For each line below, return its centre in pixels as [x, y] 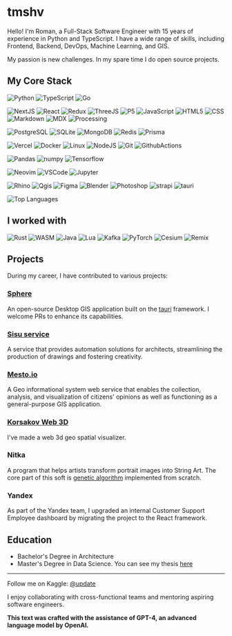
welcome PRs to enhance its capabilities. [65, 316]
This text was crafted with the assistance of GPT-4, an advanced [102, 617]
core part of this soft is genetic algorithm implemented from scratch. [104, 478]
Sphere [20, 293]
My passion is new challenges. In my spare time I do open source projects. [113, 59]
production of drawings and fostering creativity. [75, 356]
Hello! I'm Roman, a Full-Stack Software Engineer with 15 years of [100, 31]
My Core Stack [40, 81]
